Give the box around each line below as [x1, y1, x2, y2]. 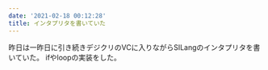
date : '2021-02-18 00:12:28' [8, 11, 107, 20]
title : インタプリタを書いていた [8, 19, 107, 27]
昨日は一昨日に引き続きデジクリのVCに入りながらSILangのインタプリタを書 [8, 42, 261, 52]
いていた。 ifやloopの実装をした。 [8, 52, 121, 62]
